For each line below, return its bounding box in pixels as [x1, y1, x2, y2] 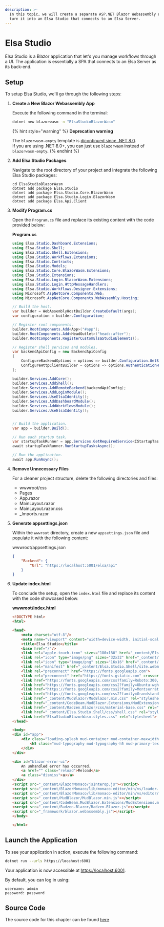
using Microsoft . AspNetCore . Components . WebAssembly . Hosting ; [12, 295, 140, 301]
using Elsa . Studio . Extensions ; [12, 273, 76, 278]
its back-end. [5, 64, 32, 70]
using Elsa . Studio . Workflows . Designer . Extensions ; [12, 287, 118, 291]
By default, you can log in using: [5, 877, 70, 883]
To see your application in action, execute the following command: [5, 849, 139, 855]
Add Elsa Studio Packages [12, 157, 67, 163]
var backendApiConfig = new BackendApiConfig [12, 349, 106, 354]
